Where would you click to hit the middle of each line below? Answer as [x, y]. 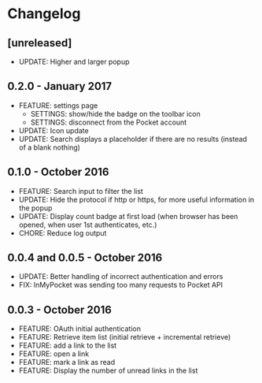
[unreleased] [40, 43]
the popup [35, 208]
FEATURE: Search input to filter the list [81, 191]
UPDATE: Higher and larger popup [74, 61]
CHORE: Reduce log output [63, 232]
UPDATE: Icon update [54, 130]
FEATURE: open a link [54, 354]
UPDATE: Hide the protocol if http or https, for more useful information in [137, 199]
